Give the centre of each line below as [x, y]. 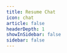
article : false [26, 23]
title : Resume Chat [31, 12]
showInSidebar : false [34, 35]
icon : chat [20, 18]
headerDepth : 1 [26, 29]
